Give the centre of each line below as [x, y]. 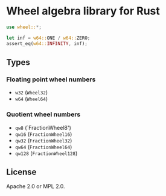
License [21, 172]
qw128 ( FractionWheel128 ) [46, 153]
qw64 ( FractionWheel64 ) [43, 147]
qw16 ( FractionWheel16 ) [43, 134]
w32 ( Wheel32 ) [31, 93]
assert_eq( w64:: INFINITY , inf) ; [47, 43]
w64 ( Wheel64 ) [31, 99]
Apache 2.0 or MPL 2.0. [36, 186]
